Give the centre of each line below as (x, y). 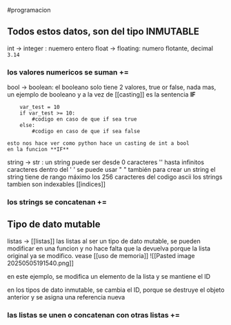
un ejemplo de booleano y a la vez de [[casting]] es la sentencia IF (101, 95)
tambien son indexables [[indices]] (56, 184)
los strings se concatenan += (57, 202)
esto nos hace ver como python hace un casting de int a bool (98, 144)
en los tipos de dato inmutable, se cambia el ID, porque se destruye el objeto (116, 290)
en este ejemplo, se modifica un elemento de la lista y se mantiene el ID (109, 276)
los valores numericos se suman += (68, 72)
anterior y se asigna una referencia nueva (66, 297)
